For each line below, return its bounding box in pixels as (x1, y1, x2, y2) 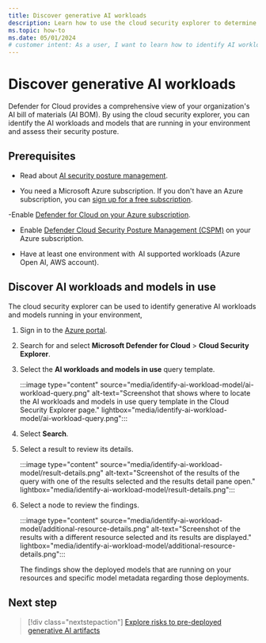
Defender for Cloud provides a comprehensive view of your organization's (8, 101, 250, 111)
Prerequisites (8, 150, 76, 163)
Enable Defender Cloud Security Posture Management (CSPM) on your (19, 225, 251, 235)
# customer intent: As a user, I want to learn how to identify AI (8, 41, 236, 49)
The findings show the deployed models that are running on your (19, 565, 232, 574)
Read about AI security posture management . (19, 170, 169, 180)
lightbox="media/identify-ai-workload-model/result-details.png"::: (19, 484, 236, 494)
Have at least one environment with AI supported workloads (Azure (19, 249, 241, 258)
